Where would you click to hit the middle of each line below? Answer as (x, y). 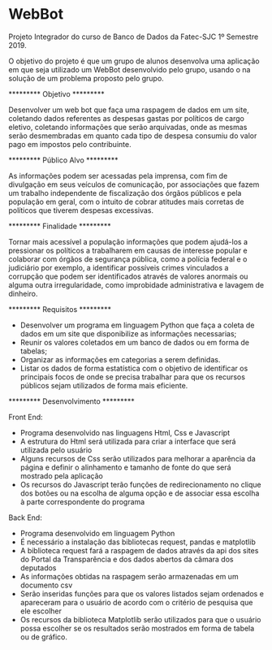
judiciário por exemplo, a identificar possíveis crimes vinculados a (119, 267)
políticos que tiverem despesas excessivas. (81, 210)
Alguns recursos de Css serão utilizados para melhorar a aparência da (138, 458)
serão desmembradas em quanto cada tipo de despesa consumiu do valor (133, 136)
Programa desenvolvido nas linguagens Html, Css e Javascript (125, 432)
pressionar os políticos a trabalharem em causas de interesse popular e (128, 250)
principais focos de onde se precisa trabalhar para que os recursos (133, 377)
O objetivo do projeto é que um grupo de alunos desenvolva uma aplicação (134, 61)
